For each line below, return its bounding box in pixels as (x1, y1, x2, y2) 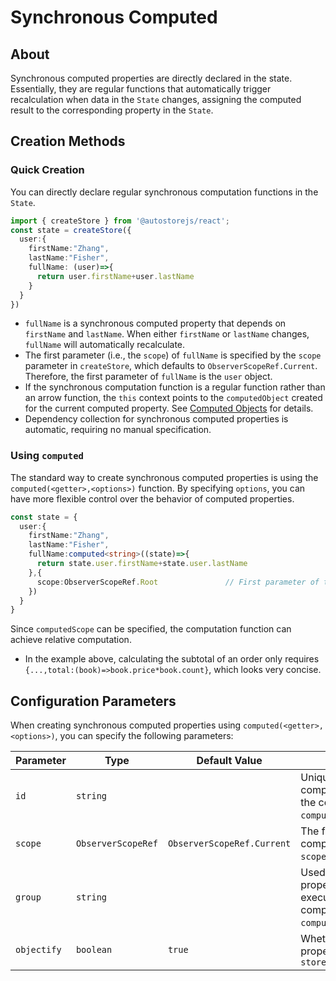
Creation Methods (10, 133, 126, 150)
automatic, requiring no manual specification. (24, 424, 212, 436)
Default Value (196, 754, 263, 768)
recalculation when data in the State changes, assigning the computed (10, 94, 302, 105)
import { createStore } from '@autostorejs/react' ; (10, 216, 230, 226)
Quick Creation (10, 163, 85, 177)
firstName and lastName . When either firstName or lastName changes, (24, 328, 310, 340)
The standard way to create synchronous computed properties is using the (10, 471, 319, 483)
